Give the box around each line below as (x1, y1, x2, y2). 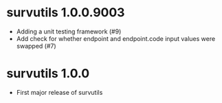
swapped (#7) (16, 42, 56, 50)
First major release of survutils (16, 88, 103, 96)
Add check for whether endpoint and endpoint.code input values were (16, 34, 216, 42)
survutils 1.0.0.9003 (6, 5, 125, 20)
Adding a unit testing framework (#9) (16, 27, 122, 35)
